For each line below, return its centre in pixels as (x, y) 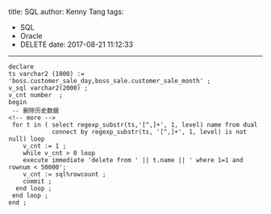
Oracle (31, 36)
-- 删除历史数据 (35, 111)
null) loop (27, 139)
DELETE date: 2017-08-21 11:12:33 (77, 44)
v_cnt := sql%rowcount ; (65, 174)
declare (21, 67)
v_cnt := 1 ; (45, 146)
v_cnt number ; (35, 95)
